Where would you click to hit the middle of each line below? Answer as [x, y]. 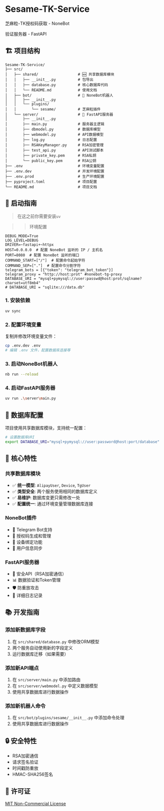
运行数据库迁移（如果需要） [40, 654]
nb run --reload [22, 374]
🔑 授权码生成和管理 [32, 536]
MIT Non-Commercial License [36, 804]
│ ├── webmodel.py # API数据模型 [54, 134]
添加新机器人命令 [25, 706]
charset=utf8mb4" [23, 283]
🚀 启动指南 [21, 203]
